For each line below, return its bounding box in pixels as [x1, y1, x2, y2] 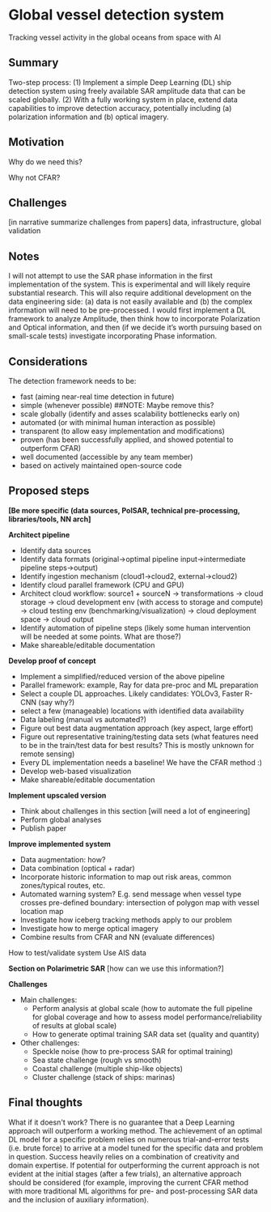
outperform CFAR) [19, 444, 82, 453]
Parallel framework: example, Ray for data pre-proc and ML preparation [19, 680, 259, 690]
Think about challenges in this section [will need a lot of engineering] [19, 806, 251, 815]
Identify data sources [19, 545, 91, 555]
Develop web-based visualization [19, 766, 132, 776]
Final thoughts [8, 1095, 83, 1110]
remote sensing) [19, 749, 75, 759]
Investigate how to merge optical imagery [19, 923, 159, 933]
